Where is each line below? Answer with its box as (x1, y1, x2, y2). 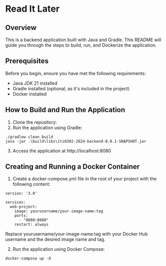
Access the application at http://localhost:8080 (12, 148, 111, 154)
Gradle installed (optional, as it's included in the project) (12, 85, 130, 91)
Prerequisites (5, 57, 49, 65)
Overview (5, 23, 37, 32)
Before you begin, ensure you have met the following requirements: (5, 70, 146, 76)
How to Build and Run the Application (5, 106, 125, 114)
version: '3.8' (5, 191, 38, 196)
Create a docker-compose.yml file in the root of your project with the (12, 176, 157, 182)
